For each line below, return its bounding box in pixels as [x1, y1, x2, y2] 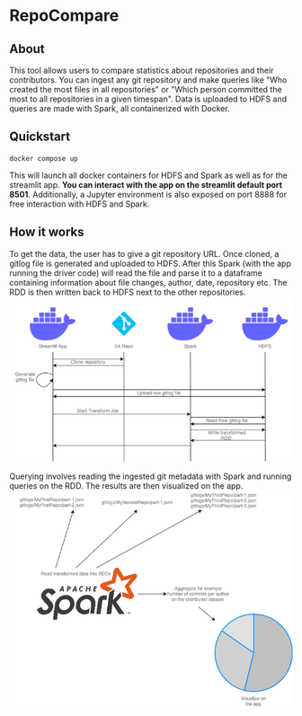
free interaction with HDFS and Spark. [9, 199, 150, 209]
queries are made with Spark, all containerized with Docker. [9, 103, 231, 113]
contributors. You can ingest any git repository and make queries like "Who [9, 75, 288, 85]
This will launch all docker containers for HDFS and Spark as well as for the [9, 170, 288, 181]
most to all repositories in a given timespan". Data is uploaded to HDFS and [9, 93, 288, 104]
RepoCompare [9, 5, 120, 26]
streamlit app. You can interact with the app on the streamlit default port [9, 179, 283, 190]
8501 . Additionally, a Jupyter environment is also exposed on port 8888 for [9, 189, 288, 199]
